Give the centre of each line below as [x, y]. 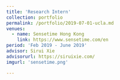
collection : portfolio [34, 17]
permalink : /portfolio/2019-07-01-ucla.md [60, 23]
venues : [16, 29]
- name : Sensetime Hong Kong [48, 34]
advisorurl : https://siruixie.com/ [51, 57]
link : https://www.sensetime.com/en [63, 40]
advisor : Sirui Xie [31, 51]
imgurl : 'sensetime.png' [37, 62]
